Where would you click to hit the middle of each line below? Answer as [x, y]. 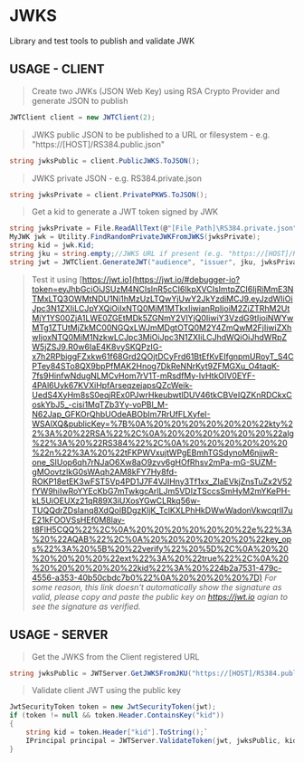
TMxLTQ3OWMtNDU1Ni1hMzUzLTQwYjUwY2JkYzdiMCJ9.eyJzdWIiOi [162, 299]
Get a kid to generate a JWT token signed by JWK [125, 212]
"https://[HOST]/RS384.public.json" [98, 144]
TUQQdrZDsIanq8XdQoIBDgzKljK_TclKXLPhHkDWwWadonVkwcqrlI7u [162, 510]
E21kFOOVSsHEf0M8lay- [78, 519]
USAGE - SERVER [59, 635]
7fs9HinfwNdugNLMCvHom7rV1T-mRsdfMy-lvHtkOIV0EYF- [143, 376]
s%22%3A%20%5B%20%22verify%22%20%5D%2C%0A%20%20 [160, 548]
